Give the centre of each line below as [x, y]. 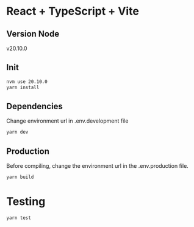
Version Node [33, 34]
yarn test [19, 218]
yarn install [23, 87]
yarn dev [17, 132]
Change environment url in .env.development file [67, 121]
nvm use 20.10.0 [27, 81]
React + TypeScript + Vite [73, 11]
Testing [26, 202]
